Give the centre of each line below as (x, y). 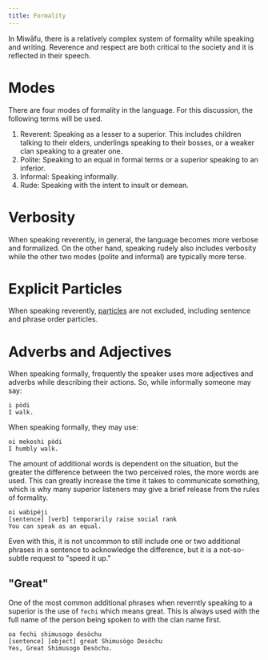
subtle (19, 558)
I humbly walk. (34, 449)
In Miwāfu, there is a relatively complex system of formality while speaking (131, 38)
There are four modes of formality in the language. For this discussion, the (131, 110)
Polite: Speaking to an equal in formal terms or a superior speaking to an (139, 159)
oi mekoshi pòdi (35, 442)
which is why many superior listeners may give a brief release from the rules (134, 490)
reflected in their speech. (50, 55)
